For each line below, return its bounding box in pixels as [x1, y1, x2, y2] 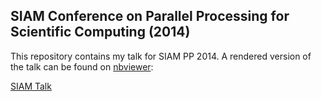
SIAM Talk [10, 80, 52, 92]
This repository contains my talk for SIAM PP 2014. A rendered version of [10, 50, 312, 62]
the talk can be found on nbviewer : [10, 60, 154, 73]
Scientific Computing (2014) [10, 24, 191, 41]
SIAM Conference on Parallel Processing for [10, 8, 290, 25]
